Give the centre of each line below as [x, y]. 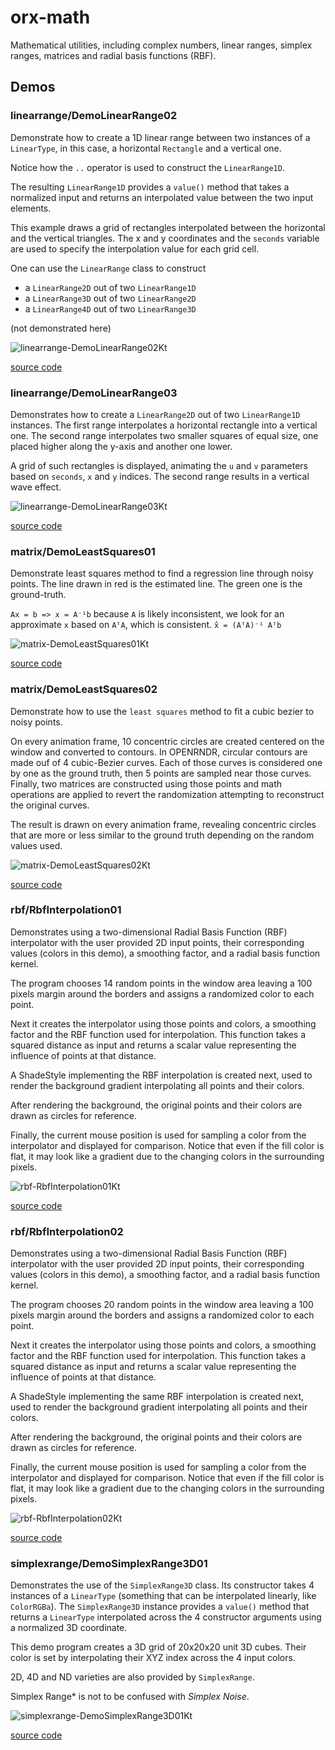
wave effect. [36, 487]
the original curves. [50, 805]
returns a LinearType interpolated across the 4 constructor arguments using [166, 1617]
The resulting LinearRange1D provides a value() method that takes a [150, 187]
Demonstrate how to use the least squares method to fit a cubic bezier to [162, 711]
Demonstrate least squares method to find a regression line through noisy [162, 573]
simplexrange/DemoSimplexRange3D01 [109, 1564]
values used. [36, 845]
